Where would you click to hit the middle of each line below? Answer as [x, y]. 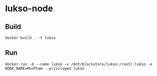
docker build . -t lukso [30, 38]
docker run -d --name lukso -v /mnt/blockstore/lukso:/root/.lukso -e [79, 64]
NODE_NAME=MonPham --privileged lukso [45, 68]
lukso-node [29, 9]
